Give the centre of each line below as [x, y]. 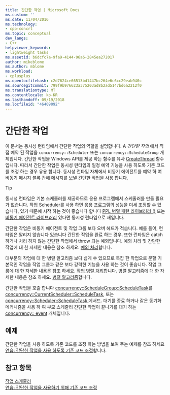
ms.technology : [21, 24]
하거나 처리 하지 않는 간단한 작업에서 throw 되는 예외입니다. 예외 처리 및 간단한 [83, 241]
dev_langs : [17, 39]
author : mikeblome [25, 62]
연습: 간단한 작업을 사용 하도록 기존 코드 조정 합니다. [56, 350]
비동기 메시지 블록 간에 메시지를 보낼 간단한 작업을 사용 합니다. [67, 178]
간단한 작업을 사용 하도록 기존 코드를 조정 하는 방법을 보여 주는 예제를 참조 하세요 [85, 344]
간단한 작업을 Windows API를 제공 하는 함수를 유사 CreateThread [89, 159]
